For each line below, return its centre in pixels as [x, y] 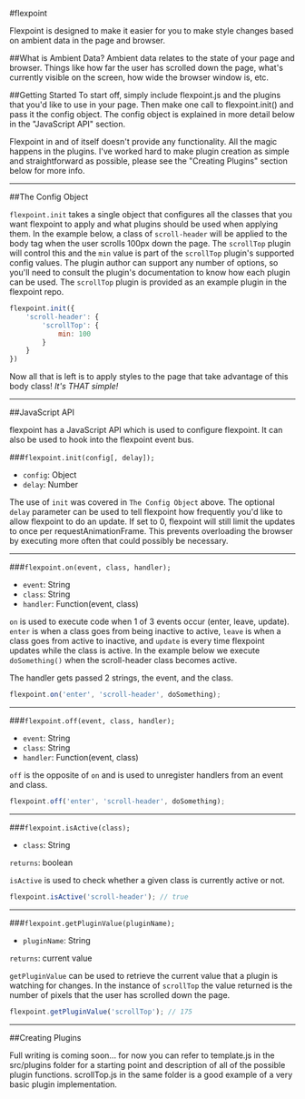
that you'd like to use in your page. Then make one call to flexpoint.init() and [152, 105]
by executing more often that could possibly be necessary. [119, 541]
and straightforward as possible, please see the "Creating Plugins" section [148, 161]
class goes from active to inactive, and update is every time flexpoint [137, 641]
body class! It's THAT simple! [64, 387]
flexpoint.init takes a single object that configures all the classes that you [151, 214]
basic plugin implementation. [64, 1084]
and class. [29, 785]
